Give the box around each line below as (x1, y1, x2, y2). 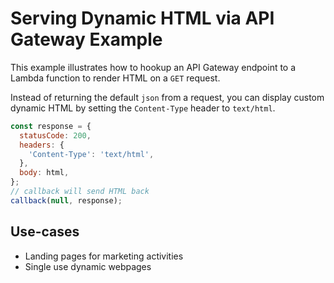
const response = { (10, 121, 92, 131)
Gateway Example (10, 28, 163, 51)
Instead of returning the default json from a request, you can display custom (10, 91, 325, 103)
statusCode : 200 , (19, 130, 92, 141)
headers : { (19, 140, 65, 150)
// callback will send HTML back (10, 187, 150, 197)
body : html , (19, 168, 70, 178)
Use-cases (10, 223, 80, 241)
